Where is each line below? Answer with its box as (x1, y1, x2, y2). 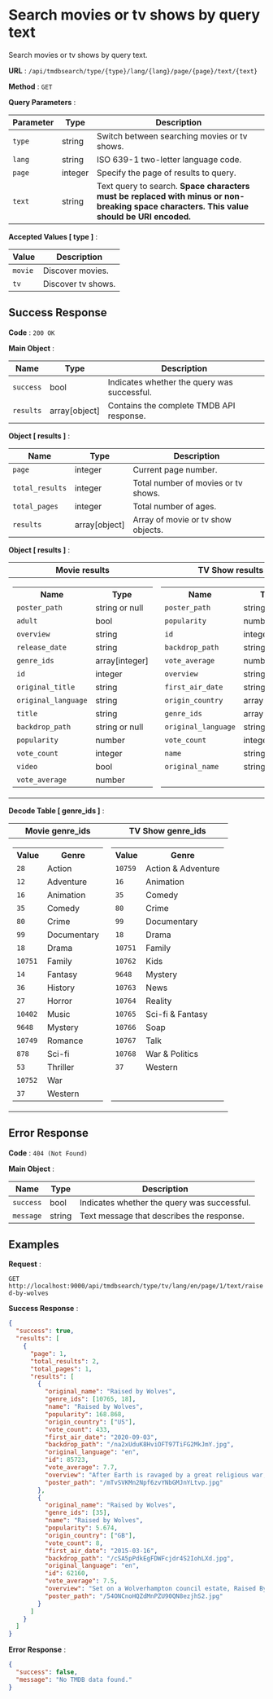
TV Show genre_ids (128, 825, 206, 836)
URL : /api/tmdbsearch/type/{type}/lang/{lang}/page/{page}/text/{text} (8, 65, 258, 75)
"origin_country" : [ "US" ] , (44, 1418, 136, 1426)
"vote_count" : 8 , (44, 1538, 104, 1547)
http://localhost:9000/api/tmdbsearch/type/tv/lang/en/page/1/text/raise (8, 1282, 264, 1291)
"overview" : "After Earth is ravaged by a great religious (44, 1471, 249, 1479)
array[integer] (95, 654, 149, 666)
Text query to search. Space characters (96, 180, 250, 191)
